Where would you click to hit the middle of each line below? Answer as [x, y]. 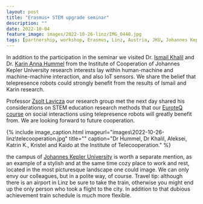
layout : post [23, 12]
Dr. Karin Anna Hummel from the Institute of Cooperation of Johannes [93, 64]
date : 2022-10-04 [28, 29]
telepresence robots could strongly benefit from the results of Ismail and [96, 83]
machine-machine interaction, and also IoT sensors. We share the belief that [101, 77]
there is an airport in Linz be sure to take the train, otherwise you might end [100, 183]
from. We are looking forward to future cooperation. [71, 120]
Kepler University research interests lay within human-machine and [90, 70]
